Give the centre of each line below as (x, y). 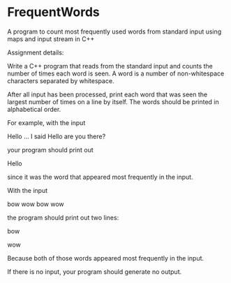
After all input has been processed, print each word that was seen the (107, 94)
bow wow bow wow (36, 204)
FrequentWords (53, 12)
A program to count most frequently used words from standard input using (114, 31)
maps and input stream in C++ (51, 38)
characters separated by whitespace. (61, 80)
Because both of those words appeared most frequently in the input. (106, 258)
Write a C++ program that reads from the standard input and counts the (110, 66)
